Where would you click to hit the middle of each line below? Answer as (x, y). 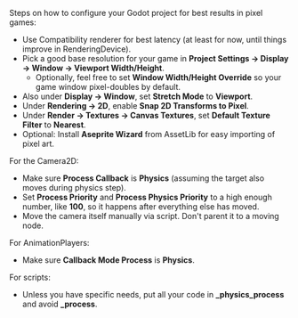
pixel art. (38, 143)
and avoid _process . (60, 304)
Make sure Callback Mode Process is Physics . (109, 260)
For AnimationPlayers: (49, 243)
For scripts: (30, 277)
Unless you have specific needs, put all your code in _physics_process (153, 294)
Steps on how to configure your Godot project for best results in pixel (136, 13)
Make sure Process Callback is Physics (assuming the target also (143, 178)
